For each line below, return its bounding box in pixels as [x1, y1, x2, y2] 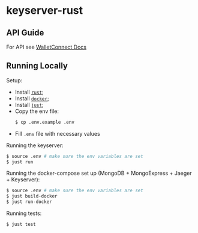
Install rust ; [14, 88, 44, 95]
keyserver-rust [6, 4, 83, 17]
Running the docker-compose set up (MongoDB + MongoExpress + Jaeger [6, 169, 192, 177]
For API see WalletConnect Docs [6, 43, 87, 50]
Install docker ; [14, 94, 49, 102]
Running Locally [6, 61, 68, 71]
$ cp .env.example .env [14, 119, 75, 125]
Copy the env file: [14, 107, 59, 115]
